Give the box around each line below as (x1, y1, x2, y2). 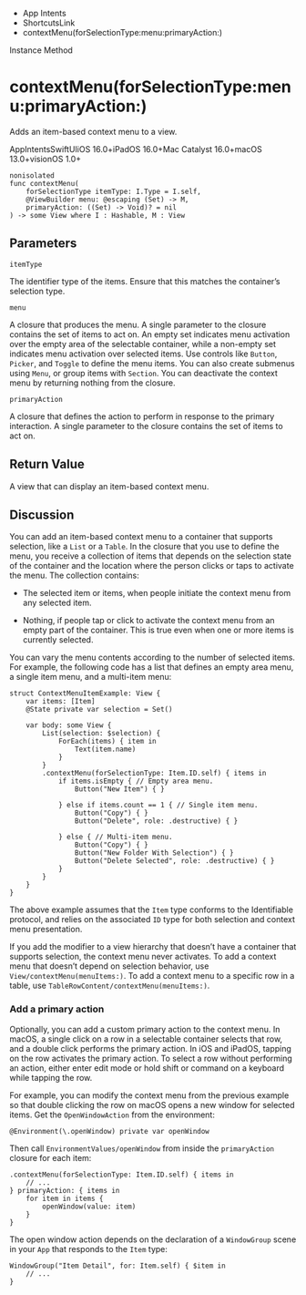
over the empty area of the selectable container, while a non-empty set (9, 338, 276, 349)
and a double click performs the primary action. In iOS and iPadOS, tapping (9, 1043, 291, 1053)
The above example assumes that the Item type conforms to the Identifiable (9, 904, 294, 915)
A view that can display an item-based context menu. (9, 480, 209, 491)
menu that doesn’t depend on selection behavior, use (9, 961, 209, 971)
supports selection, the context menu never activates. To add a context (9, 951, 277, 962)
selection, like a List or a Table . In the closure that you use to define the (9, 541, 280, 552)
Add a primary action (9, 1002, 105, 1015)
